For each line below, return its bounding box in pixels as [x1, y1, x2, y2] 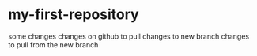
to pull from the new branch [8, 39, 99, 49]
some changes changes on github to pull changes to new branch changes [8, 32, 250, 41]
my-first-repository [8, 6, 140, 24]
